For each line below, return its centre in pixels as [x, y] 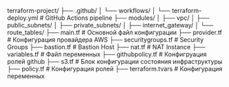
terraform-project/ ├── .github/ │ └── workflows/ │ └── [89, 11]
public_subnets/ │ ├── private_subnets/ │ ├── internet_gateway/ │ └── [110, 25]
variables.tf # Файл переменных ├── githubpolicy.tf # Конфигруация [107, 54]
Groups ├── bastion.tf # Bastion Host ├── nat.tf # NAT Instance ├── [106, 47]
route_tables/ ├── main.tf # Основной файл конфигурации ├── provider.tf [115, 32]
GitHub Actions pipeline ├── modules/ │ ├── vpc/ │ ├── [127, 18]
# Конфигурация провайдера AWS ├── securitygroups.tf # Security [106, 40]
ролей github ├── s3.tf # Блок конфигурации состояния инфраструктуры [115, 61]
